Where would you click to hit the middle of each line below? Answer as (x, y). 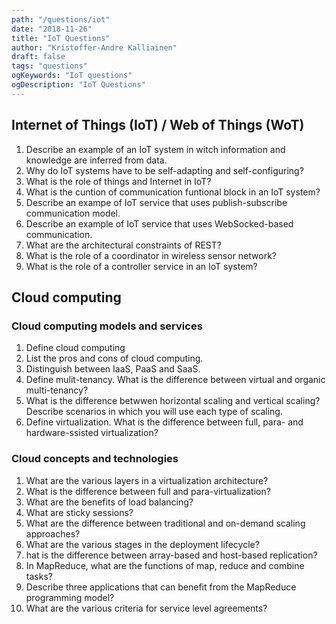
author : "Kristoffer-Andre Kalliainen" (94, 47)
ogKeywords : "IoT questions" (72, 76)
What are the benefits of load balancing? (109, 502)
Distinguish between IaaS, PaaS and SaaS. (113, 369)
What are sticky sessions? (79, 512)
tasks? (39, 576)
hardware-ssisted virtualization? (92, 433)
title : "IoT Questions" (61, 38)
